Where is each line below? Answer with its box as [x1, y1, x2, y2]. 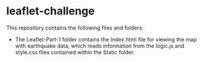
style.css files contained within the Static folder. [15, 48, 135, 55]
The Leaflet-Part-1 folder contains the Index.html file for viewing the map [15, 36, 197, 43]
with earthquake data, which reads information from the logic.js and [15, 42, 185, 49]
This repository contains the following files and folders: [6, 24, 144, 31]
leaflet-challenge [6, 4, 95, 18]
